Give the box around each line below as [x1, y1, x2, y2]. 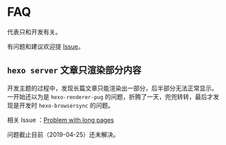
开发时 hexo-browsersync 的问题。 [19, 101, 115, 109]
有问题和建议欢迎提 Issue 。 [7, 42, 84, 50]
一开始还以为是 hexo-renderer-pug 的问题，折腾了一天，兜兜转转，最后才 [7, 92, 214, 100]
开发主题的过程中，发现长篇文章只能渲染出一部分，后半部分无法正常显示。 [7, 84, 218, 92]
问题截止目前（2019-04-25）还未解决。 [7, 130, 120, 138]
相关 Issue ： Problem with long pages [7, 115, 115, 124]
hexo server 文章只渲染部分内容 [7, 65, 142, 76]
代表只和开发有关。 [7, 27, 62, 36]
